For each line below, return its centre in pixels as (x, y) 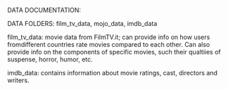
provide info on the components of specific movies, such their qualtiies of (114, 52)
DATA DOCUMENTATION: (44, 10)
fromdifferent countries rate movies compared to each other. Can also (109, 44)
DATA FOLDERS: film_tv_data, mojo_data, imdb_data (82, 23)
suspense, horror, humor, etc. (50, 59)
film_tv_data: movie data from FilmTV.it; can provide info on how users (109, 37)
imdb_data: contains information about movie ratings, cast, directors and (113, 73)
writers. (18, 80)
